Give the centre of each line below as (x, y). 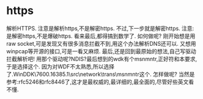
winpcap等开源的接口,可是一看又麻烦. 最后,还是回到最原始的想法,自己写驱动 (102, 51)
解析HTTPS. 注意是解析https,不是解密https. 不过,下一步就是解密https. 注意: (100, 28)
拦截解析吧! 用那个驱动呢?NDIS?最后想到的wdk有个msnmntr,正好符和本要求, (102, 59)
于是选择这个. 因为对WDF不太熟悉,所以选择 (61, 66)
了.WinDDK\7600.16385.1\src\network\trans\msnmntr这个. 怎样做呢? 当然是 (101, 74)
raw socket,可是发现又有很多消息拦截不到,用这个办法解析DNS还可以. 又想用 (102, 43)
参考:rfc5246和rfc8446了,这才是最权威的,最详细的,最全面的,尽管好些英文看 (100, 82)
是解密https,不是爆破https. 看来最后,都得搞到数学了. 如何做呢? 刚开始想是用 (101, 36)
